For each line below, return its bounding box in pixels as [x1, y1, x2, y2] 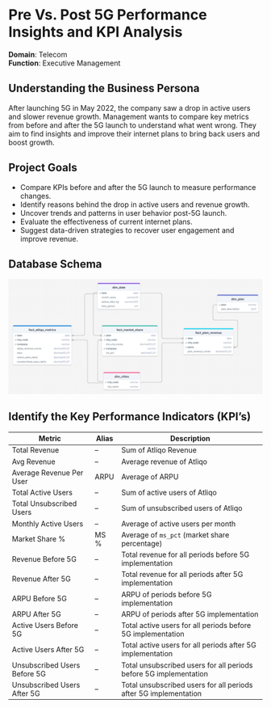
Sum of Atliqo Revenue [120, 445, 198, 455]
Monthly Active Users [11, 519, 84, 529]
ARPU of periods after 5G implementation [120, 609, 259, 619]
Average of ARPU [120, 472, 179, 482]
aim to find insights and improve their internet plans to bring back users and [8, 129, 261, 138]
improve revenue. [19, 234, 79, 243]
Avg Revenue [11, 457, 56, 466]
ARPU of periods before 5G [120, 589, 212, 599]
